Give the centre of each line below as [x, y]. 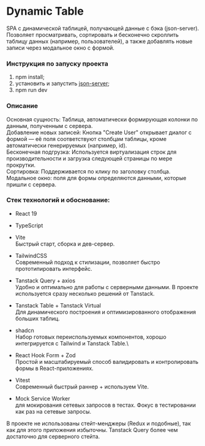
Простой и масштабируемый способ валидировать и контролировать [107, 361]
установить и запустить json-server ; [62, 83]
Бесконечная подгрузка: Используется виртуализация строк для [91, 152]
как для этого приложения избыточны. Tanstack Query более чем [92, 429]
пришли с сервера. [32, 184]
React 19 [26, 213]
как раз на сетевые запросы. [53, 411]
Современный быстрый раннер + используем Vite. [82, 387]
